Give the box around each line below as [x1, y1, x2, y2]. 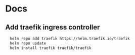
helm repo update [10, 40, 47, 45]
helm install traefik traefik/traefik [10, 45, 92, 50]
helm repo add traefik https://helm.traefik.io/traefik [10, 36, 130, 41]
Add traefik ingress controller [5, 23, 100, 31]
